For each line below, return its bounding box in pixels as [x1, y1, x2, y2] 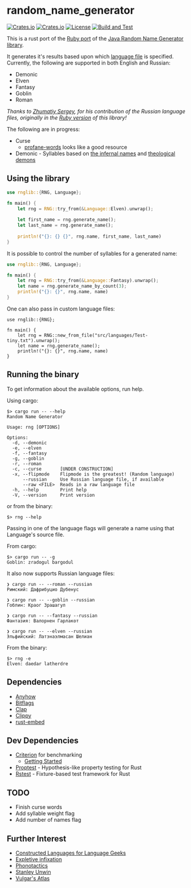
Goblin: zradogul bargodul [7, 559, 74, 565]
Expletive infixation [15, 855, 62, 863]
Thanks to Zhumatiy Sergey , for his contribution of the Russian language [7, 107, 186, 115]
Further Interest [7, 834, 67, 844]
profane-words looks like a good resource [24, 143, 127, 150]
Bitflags [15, 699, 35, 706]
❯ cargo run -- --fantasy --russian [7, 613, 98, 619]
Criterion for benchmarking [15, 751, 83, 758]
